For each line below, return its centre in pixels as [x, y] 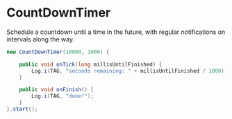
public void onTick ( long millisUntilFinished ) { [91, 64]
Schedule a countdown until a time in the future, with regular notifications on [116, 32]
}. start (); [22, 109]
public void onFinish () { [57, 90]
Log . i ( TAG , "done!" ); [63, 96]
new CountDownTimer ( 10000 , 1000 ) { [58, 52]
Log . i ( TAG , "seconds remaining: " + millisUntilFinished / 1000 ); [130, 71]
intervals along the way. [40, 39]
